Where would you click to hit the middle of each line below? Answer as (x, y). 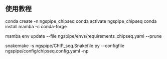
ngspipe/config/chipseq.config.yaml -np (47, 51)
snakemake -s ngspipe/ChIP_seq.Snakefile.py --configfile (65, 46)
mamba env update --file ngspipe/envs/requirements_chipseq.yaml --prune (83, 36)
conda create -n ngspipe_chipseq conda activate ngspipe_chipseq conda (81, 21)
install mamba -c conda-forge (36, 26)
